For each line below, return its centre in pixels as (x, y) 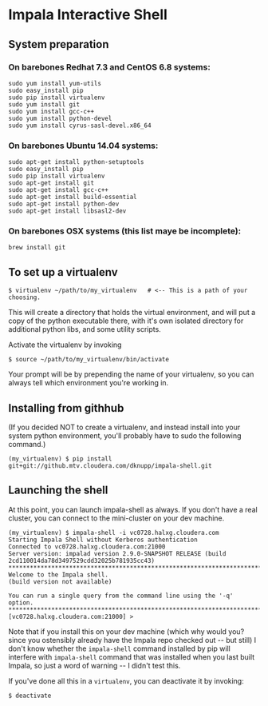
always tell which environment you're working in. (89, 383)
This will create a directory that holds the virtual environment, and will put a (132, 313)
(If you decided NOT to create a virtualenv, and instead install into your (124, 427)
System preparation (59, 44)
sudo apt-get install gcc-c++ (59, 190)
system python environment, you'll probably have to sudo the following (125, 436)
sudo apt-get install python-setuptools (77, 162)
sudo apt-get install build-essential (73, 197)
